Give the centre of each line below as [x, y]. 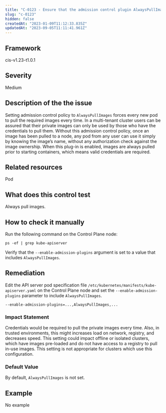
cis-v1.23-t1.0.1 [20, 60]
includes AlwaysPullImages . [33, 257]
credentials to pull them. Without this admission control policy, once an [77, 131]
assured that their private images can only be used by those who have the [81, 125]
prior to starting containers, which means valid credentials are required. [78, 152]
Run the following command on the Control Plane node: [61, 234]
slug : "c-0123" [21, 14]
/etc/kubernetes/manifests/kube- [123, 285]
